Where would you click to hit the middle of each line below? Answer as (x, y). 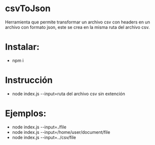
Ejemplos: (26, 113)
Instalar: (22, 47)
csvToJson (28, 9)
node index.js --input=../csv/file (44, 137)
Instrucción (29, 80)
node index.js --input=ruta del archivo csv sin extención (69, 94)
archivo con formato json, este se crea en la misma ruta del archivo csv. (77, 27)
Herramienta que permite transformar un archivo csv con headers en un (77, 22)
